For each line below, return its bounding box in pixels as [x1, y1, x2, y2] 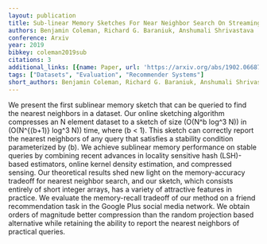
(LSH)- [219, 150, 242, 160]
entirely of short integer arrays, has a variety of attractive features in [8, 184, 233, 194]
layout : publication [8, 11, 77, 20]
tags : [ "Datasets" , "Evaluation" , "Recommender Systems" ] [8, 71, 204, 79]
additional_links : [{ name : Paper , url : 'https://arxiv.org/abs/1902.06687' [8, 64, 265, 72]
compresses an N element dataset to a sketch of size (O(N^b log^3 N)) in [8, 117, 247, 126]
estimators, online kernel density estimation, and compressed [30, 159, 232, 168]
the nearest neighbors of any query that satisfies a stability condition [8, 134, 234, 143]
